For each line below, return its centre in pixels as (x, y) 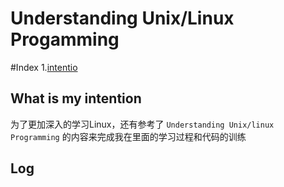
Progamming (65, 39)
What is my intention (76, 98)
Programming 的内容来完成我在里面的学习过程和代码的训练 (128, 136)
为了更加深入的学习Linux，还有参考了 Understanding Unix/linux (142, 124)
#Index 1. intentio (44, 67)
